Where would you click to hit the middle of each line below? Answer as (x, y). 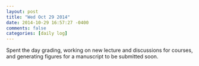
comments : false (26, 28)
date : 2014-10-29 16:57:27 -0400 (48, 22)
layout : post (22, 11)
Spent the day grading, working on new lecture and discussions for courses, (99, 50)
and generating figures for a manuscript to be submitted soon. (82, 57)
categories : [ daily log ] (37, 34)
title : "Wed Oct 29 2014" (38, 17)
